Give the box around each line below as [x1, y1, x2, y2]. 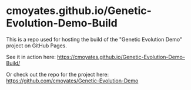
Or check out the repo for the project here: [6, 71, 109, 78]
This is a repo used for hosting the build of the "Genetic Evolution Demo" [6, 36, 183, 43]
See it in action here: [6, 53, 56, 60]
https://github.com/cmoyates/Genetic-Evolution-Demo [6, 77, 139, 84]
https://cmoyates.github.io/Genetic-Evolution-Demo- [56, 53, 185, 60]
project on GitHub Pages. [6, 42, 68, 49]
